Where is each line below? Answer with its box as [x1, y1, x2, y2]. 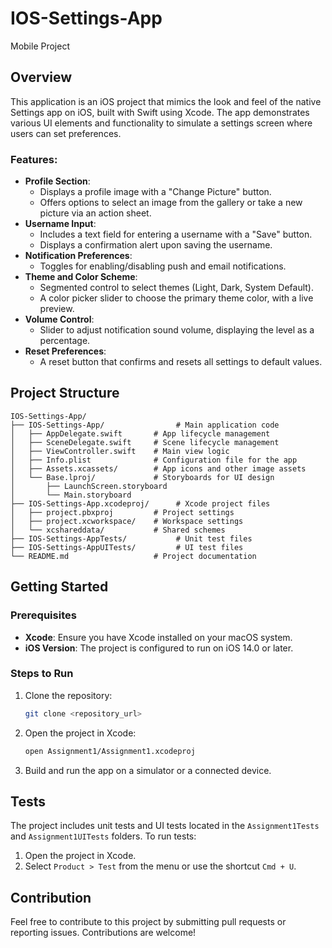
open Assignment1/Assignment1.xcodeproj [24, 746, 196, 756]
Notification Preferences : [24, 250, 133, 262]
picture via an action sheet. [39, 207, 152, 219]
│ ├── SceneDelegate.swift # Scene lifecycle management [10, 437, 280, 447]
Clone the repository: [24, 689, 113, 701]
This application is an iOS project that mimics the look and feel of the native [10, 95, 322, 107]
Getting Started [10, 578, 109, 596]
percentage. [39, 335, 91, 347]
